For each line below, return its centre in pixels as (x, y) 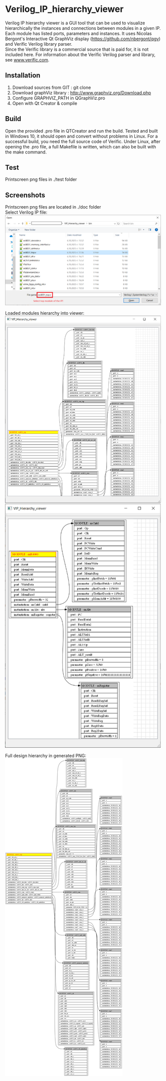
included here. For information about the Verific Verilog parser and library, (80, 54)
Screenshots (25, 195)
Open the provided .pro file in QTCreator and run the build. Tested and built (82, 131)
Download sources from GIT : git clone (52, 87)
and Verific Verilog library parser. (39, 44)
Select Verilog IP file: (26, 213)
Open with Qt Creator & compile (45, 103)
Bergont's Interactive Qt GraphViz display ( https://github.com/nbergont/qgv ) (83, 39)
